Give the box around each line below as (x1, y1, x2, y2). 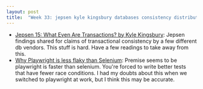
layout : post (6, 8, 39, 15)
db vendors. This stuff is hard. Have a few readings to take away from (14, 43, 189, 51)
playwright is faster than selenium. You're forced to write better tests (14, 63, 186, 70)
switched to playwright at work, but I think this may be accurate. (14, 76, 175, 83)
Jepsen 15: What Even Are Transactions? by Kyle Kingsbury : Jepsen (14, 31, 185, 38)
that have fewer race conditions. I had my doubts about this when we (14, 69, 187, 76)
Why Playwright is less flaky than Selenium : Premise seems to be (14, 57, 177, 64)
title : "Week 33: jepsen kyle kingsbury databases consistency (6, 14, 172, 20)
